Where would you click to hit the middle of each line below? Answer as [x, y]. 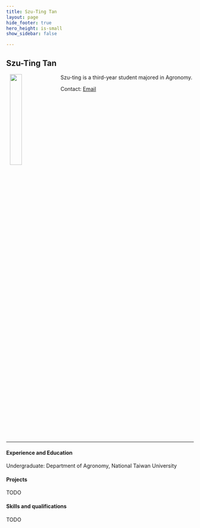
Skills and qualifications [37, 506]
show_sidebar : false [32, 34]
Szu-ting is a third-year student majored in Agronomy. [126, 77]
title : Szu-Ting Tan [32, 12]
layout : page [22, 17]
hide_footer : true [29, 23]
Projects [17, 479]
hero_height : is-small [34, 28]
